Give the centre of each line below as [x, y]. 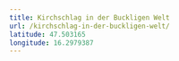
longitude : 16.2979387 [51, 43]
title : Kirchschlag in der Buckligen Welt [89, 17]
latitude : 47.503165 [48, 34]
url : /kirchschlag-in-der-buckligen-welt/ [89, 26]
